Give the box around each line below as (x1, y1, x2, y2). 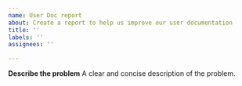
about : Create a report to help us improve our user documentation (8, 19, 233, 27)
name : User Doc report (8, 11, 82, 20)
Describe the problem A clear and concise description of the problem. (8, 69, 237, 78)
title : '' (8, 26, 41, 34)
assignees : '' (8, 41, 55, 48)
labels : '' (8, 33, 44, 41)
